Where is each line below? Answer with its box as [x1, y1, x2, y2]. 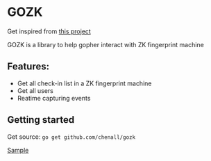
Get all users [17, 86, 53, 94]
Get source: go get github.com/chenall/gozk [7, 133, 136, 141]
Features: [7, 60, 50, 73]
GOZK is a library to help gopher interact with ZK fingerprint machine [7, 40, 205, 49]
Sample [7, 146, 29, 154]
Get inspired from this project [7, 27, 92, 35]
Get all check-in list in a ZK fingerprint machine [17, 79, 152, 87]
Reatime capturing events [17, 94, 91, 102]
